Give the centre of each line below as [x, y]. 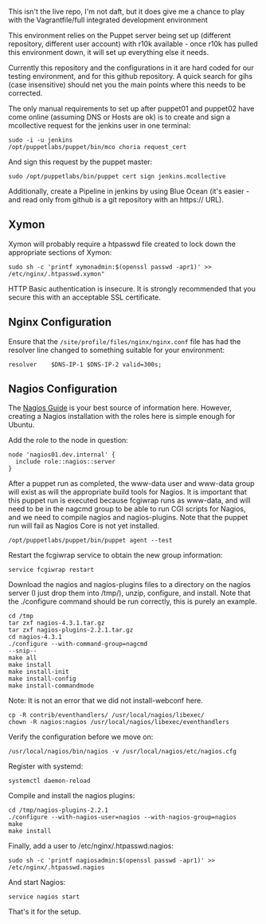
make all [23, 658]
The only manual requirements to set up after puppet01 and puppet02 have [131, 108]
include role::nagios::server [65, 462]
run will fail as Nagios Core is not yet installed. [84, 526]
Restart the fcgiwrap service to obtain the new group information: [115, 555]
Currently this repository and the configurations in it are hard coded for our [131, 68]
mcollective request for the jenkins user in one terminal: [100, 125]
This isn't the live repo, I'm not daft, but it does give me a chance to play [127, 12]
